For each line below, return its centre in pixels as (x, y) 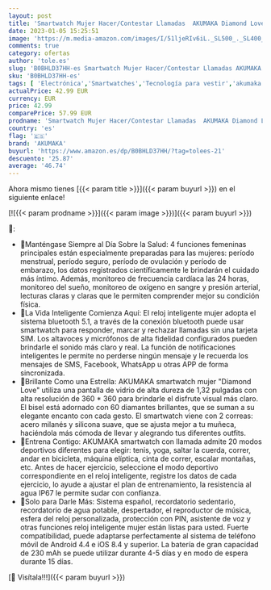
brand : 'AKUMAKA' (38, 143)
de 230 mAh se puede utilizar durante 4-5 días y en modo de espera (134, 553)
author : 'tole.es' (39, 61)
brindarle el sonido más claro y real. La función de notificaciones (128, 347)
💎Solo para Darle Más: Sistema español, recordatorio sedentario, (128, 502)
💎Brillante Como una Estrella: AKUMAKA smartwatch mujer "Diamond (135, 382)
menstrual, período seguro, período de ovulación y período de (123, 262)
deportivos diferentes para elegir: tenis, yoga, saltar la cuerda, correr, (135, 450)
